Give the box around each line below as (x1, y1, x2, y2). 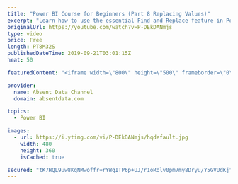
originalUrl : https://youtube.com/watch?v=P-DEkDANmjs (7, 23, 173, 30)
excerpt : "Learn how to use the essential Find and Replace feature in (7, 17, 223, 24)
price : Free (7, 37, 42, 44)
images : (7, 127, 30, 134)
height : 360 (20, 146, 55, 154)
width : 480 (20, 140, 52, 147)
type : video (7, 30, 42, 38)
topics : (7, 108, 30, 115)
